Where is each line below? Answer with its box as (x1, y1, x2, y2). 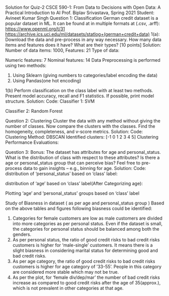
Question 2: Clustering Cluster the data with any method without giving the (5, 118, 160, 123)
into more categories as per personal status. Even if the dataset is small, (12, 221, 163, 227)
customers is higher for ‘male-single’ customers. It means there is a (12, 242, 153, 248)
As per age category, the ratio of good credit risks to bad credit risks (12, 258, 155, 264)
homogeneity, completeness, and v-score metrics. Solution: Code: (5, 129, 143, 135)
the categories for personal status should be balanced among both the (12, 226, 160, 232)
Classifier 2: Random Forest (5, 108, 63, 114)
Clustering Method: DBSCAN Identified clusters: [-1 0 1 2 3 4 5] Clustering (5, 134, 159, 140)
